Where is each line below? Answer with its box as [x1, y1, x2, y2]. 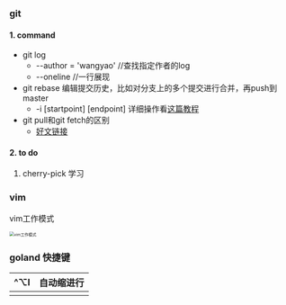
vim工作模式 [9, 212, 55, 223]
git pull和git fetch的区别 [22, 115, 111, 126]
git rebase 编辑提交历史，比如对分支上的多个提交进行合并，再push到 [22, 83, 278, 94]
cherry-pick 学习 [22, 168, 85, 179]
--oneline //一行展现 [35, 71, 111, 83]
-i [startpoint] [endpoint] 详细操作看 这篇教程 [35, 103, 200, 114]
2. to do [9, 147, 39, 157]
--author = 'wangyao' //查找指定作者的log [35, 60, 191, 71]
